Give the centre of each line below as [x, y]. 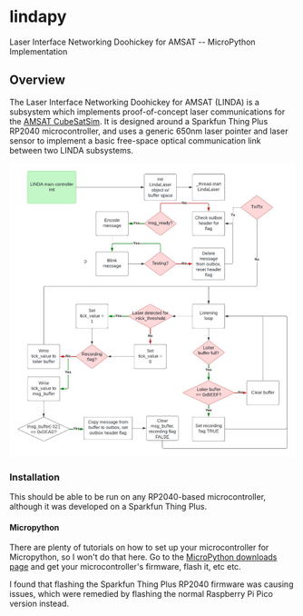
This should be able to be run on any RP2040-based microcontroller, [137, 497]
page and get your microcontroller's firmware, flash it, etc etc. [126, 567]
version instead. [39, 604]
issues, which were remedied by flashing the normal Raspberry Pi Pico [142, 594]
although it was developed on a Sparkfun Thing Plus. [108, 507]
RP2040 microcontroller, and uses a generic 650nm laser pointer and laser [149, 131]
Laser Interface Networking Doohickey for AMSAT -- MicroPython [132, 42]
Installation [35, 477]
